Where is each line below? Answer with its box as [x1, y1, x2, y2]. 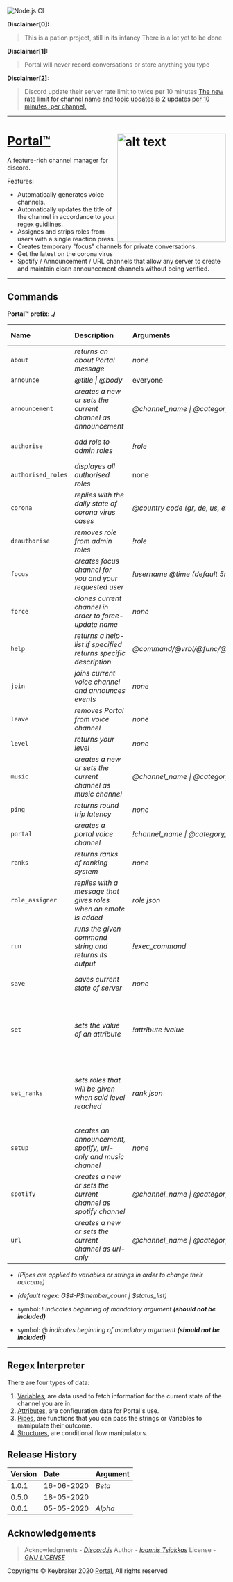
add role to [74, 437, 110, 447]
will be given [74, 1084, 116, 1094]
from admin [74, 536, 112, 545]
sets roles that [74, 1075, 121, 1085]
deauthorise [10, 536, 51, 545]
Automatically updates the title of [17, 205, 112, 214]
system [74, 866, 98, 876]
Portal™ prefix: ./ [7, 310, 56, 318]
